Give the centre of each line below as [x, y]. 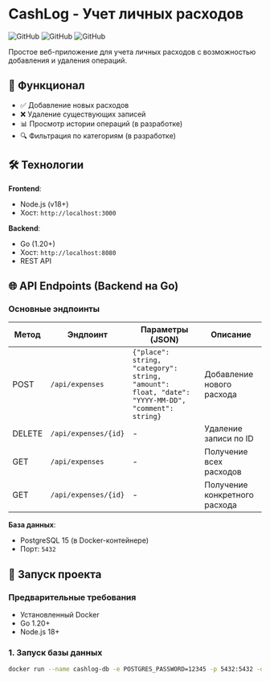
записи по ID [229, 439]
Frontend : [25, 188]
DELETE [27, 433]
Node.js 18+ [40, 631]
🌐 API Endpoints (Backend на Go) [94, 286]
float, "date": [161, 392]
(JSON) [164, 340]
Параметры [164, 330]
